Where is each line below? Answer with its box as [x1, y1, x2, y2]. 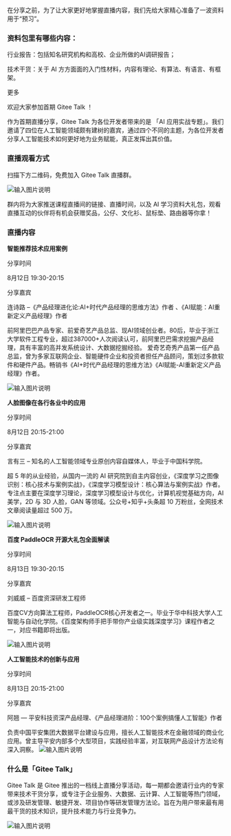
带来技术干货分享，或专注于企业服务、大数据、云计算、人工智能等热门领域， [7, 790, 224, 798]
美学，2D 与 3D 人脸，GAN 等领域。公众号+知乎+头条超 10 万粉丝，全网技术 [7, 497, 223, 505]
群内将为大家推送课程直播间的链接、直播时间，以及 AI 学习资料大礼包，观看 [7, 200, 221, 208]
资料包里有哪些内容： [7, 33, 78, 43]
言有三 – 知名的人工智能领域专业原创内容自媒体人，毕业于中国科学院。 [7, 457, 206, 465]
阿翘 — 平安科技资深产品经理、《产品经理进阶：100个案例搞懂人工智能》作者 [7, 713, 223, 722]
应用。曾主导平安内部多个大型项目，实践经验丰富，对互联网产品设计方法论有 [7, 736, 224, 745]
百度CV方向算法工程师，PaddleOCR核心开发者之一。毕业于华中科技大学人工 [7, 608, 223, 616]
